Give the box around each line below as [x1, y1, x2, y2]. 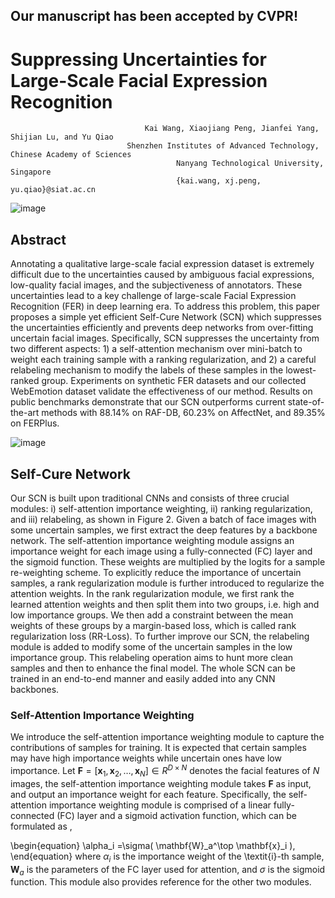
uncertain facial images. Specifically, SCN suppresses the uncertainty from [10, 332, 320, 344]
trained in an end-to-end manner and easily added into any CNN [10, 672, 276, 684]
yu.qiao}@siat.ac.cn [10, 185, 97, 195]
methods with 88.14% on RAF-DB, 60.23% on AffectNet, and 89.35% [41, 407, 326, 419]
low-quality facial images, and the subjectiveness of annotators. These [10, 279, 303, 291]
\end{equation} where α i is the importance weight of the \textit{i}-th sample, [10, 850, 325, 864]
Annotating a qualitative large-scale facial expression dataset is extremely [10, 258, 315, 270]
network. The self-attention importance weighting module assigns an [10, 534, 295, 546]
